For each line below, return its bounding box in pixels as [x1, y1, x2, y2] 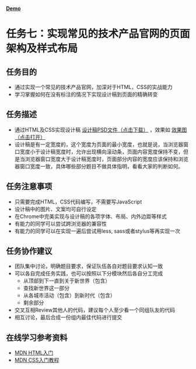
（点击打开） [14, 133, 45, 140]
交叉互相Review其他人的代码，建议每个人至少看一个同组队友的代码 [14, 306, 176, 313]
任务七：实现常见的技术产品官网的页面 [6, 27, 191, 40]
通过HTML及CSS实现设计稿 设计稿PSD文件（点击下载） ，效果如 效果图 [14, 126, 187, 133]
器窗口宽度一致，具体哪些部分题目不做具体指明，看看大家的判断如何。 [14, 163, 184, 170]
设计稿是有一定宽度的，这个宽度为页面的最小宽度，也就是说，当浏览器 [14, 140, 184, 148]
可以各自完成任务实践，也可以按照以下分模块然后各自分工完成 [14, 270, 163, 277]
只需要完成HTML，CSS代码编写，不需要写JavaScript [14, 198, 142, 205]
